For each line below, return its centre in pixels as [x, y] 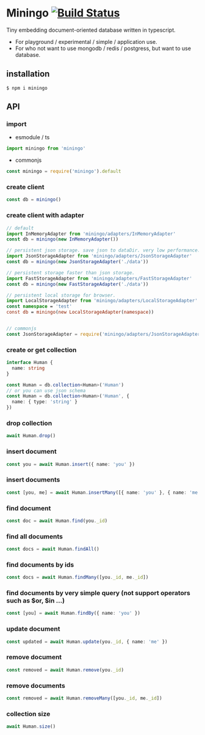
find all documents [34, 536]
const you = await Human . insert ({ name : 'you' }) [71, 464]
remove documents [36, 686]
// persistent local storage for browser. [61, 295]
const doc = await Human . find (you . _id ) [57, 521]
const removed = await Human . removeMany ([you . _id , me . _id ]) [85, 698]
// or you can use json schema [46, 391]
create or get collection [41, 350]
